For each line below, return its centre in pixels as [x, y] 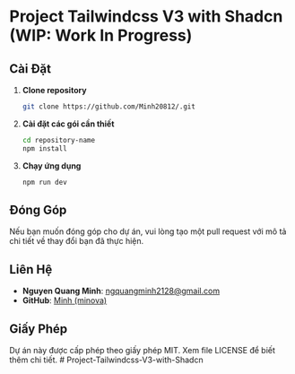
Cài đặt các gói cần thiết [68, 124]
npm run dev [44, 182]
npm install [44, 148]
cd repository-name [59, 140]
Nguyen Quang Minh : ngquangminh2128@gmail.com [121, 291]
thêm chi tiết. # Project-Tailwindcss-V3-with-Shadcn [106, 360]
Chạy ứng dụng [52, 165]
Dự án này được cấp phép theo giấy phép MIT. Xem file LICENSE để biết [143, 350]
